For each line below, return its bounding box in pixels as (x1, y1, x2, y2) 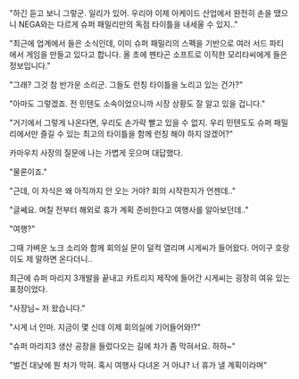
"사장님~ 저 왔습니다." (9, 303, 87, 313)
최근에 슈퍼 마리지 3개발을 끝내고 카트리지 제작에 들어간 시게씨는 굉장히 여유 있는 (9, 273, 290, 283)
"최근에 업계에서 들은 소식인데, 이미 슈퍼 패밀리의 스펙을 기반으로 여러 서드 (9, 38, 268, 48)
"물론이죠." (9, 166, 47, 177)
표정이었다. (9, 284, 48, 294)
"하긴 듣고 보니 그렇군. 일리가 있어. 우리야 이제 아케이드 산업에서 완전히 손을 (9, 8, 272, 18)
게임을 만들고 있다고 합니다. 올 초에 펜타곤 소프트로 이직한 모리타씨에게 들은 (25, 49, 288, 60)
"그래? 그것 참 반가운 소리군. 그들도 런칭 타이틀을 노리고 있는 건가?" (9, 80, 244, 89)
